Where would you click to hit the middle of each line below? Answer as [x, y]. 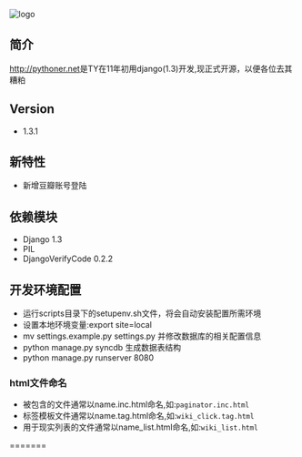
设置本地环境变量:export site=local [87, 325]
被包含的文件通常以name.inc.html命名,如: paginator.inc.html [136, 404]
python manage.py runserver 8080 [88, 358]
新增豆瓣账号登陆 [55, 186]
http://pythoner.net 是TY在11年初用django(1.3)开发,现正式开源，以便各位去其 [151, 68]
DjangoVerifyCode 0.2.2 [68, 259]
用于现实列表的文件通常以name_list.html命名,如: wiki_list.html [140, 427]
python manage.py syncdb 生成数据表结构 [102, 348]
